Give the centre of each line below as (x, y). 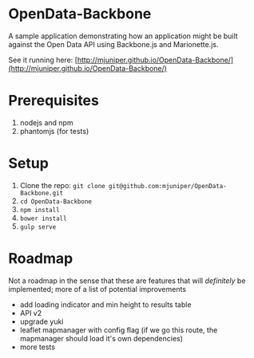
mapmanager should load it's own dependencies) (101, 338)
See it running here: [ (43, 60)
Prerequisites (54, 101)
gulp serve (38, 227)
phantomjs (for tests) (54, 131)
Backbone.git (42, 193)
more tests (38, 347)
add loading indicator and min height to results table (105, 305)
